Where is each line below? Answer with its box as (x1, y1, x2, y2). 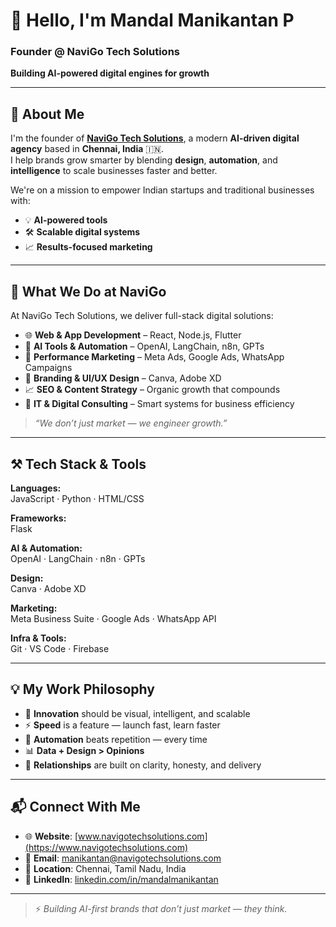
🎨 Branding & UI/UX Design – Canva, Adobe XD (24, 372, 222, 384)
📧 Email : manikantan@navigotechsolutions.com (24, 852, 222, 864)
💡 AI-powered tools (24, 214, 108, 226)
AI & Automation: (10, 542, 83, 554)
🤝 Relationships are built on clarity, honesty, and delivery (24, 759, 262, 771)
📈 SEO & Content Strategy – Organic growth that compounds (24, 384, 281, 396)
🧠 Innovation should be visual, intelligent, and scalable (24, 707, 251, 719)
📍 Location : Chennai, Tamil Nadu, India (24, 862, 187, 874)
